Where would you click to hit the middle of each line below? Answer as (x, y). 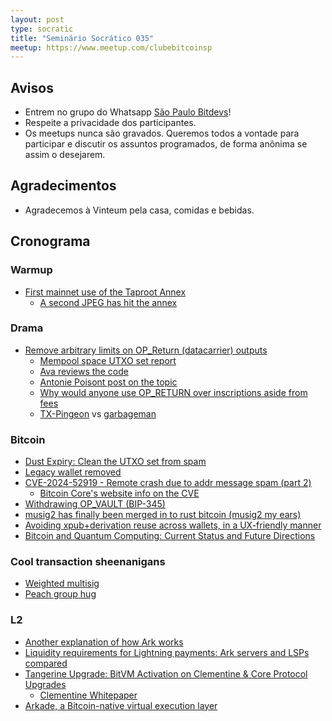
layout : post (37, 19)
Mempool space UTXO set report (108, 360)
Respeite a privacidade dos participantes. (110, 123)
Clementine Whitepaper (88, 695)
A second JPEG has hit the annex (108, 302)
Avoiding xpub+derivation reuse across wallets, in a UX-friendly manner (173, 525)
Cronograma (50, 241)
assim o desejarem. (65, 155)
